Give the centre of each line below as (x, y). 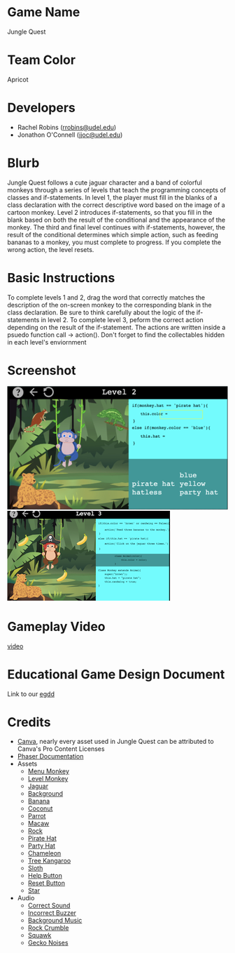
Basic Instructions (61, 278)
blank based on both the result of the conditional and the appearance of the (116, 220)
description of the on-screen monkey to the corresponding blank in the (109, 305)
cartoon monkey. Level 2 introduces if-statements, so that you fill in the (110, 212)
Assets (27, 764)
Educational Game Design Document (116, 674)
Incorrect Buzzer (52, 913)
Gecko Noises (48, 943)
